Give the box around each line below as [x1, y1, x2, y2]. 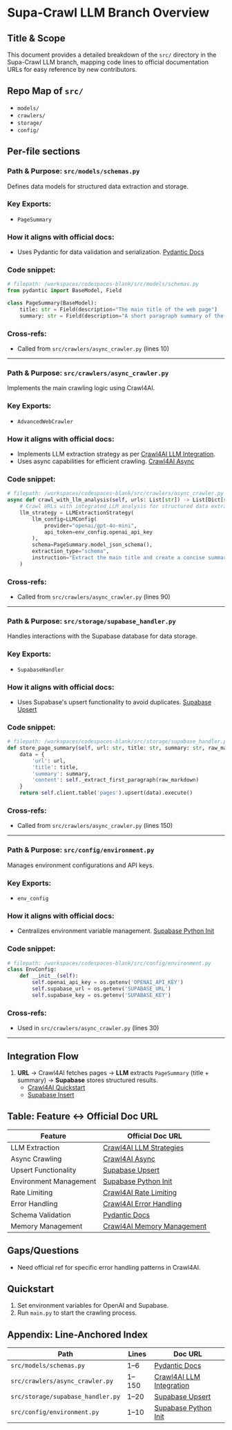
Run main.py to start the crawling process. [17, 1308, 137, 1317]
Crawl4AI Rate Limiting [102, 1188, 177, 1197]
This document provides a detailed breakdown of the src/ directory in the [7, 50, 217, 59]
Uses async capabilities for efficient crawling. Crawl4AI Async [17, 457, 195, 465]
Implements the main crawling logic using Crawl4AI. [7, 384, 155, 392]
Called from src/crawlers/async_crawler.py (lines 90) [17, 592, 171, 601]
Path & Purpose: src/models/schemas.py [7, 166, 140, 176]
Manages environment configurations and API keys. [7, 861, 154, 869]
